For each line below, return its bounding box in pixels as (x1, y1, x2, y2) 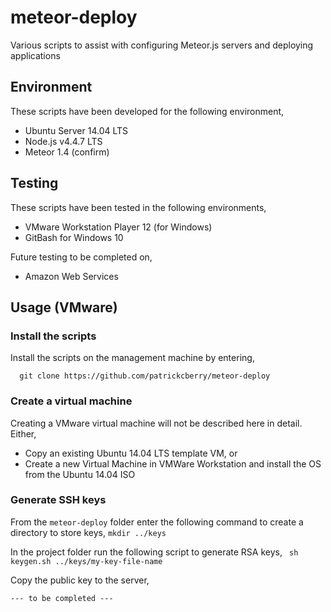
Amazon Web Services (24, 270, 119, 282)
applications (10, 49, 61, 61)
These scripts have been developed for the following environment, (10, 105, 285, 117)
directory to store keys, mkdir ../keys (10, 526, 167, 538)
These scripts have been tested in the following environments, (10, 201, 267, 213)
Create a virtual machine (10, 394, 133, 408)
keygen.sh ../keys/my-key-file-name (10, 556, 163, 566)
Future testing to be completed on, (10, 251, 153, 263)
